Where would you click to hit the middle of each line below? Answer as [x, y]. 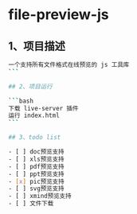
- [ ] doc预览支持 [37, 152]
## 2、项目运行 [31, 86]
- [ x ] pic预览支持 [37, 181]
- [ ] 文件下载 [31, 204]
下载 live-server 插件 [43, 108]
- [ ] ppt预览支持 [37, 174]
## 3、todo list [35, 138]
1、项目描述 [37, 46]
